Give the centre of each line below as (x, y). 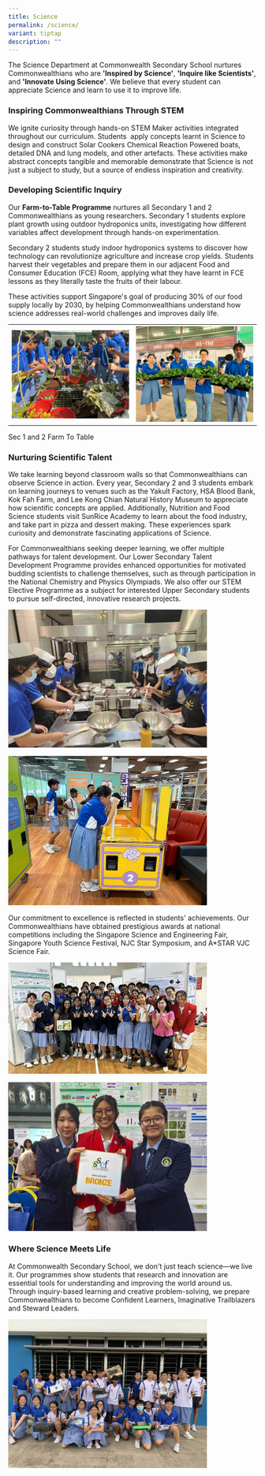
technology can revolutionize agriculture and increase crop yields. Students (131, 255)
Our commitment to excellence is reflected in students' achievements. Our (129, 918)
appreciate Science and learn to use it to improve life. (95, 90)
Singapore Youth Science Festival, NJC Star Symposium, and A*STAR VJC (129, 943)
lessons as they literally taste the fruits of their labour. (95, 281)
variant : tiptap (35, 33)
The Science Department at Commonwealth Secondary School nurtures (125, 65)
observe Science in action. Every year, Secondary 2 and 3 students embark (131, 483)
